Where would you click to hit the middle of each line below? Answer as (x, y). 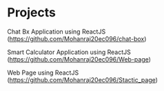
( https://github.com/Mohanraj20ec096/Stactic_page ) (83, 79)
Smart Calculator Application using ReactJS (69, 52)
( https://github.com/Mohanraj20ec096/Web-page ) (79, 59)
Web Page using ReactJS (43, 73)
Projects (32, 13)
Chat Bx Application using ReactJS (57, 31)
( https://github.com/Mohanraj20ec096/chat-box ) (77, 38)
